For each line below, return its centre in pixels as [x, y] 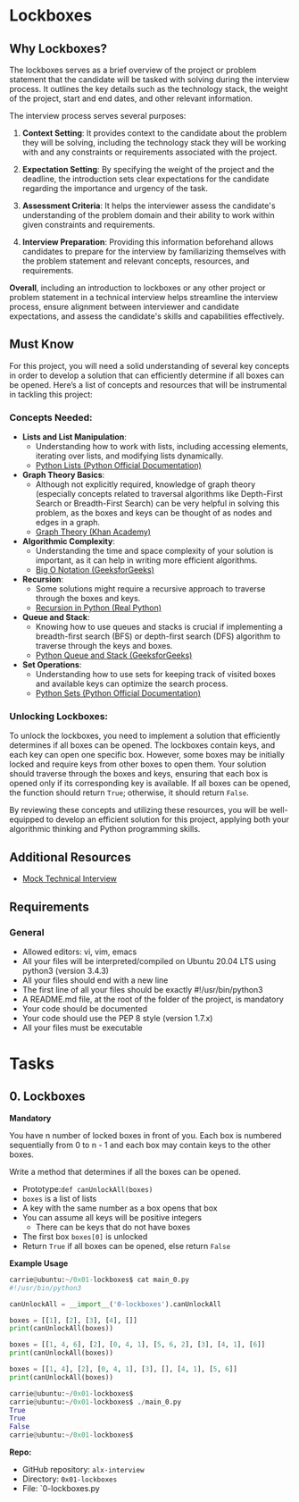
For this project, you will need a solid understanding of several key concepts [149, 365]
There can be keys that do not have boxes [113, 1227]
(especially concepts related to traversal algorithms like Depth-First [159, 494]
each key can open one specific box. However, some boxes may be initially [147, 755]
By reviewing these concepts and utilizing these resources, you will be [138, 810]
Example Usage [39, 1263]
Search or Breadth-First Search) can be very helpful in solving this [158, 503]
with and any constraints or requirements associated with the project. [149, 152]
